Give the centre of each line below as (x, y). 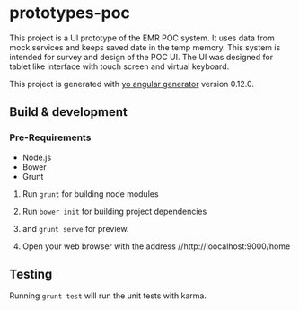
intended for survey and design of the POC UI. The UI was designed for (141, 57)
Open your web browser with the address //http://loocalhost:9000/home (156, 246)
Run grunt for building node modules (90, 194)
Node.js (37, 157)
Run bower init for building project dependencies (114, 211)
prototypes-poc (70, 13)
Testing (31, 275)
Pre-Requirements (50, 137)
